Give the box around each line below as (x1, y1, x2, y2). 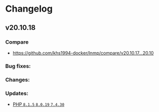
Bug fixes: (5, 62, 31, 69)
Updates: (5, 90, 29, 97)
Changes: (5, 76, 30, 83)
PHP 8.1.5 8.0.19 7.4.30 (12, 101, 65, 107)
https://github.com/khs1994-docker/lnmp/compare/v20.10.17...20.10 (12, 50, 154, 56)
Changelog (5, 3, 53, 15)
